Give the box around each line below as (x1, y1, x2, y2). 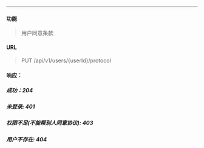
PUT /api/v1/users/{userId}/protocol (21, 57, 111, 64)
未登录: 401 (6, 103, 35, 110)
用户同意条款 (21, 30, 53, 37)
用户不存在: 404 (6, 135, 47, 143)
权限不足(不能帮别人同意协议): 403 (6, 119, 93, 127)
